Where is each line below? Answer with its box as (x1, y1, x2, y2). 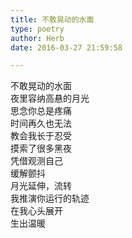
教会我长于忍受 (10, 130, 72, 142)
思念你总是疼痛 (10, 105, 72, 117)
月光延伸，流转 (10, 180, 72, 192)
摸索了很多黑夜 (10, 142, 72, 155)
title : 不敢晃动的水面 (10, 14, 95, 25)
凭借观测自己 (10, 155, 63, 167)
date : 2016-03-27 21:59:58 (10, 42, 123, 53)
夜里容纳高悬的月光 (10, 92, 90, 105)
